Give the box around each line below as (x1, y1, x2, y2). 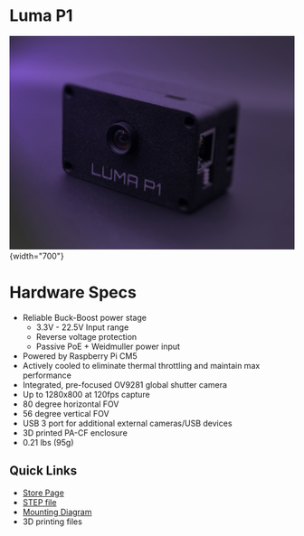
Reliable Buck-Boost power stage (22, 312, 147, 323)
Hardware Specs (9, 282, 138, 303)
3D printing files (22, 516, 83, 527)
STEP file (22, 496, 57, 507)
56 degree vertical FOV (22, 408, 110, 418)
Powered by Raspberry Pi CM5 (22, 350, 138, 362)
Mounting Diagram (22, 506, 92, 517)
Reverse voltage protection (35, 331, 138, 342)
